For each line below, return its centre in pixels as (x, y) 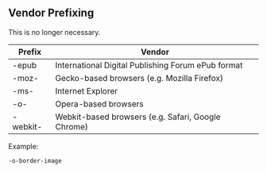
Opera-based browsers (100, 104)
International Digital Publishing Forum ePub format (149, 65)
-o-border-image (35, 161)
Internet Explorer (86, 90)
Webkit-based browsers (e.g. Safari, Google (138, 117)
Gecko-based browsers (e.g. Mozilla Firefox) (139, 78)
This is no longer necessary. (54, 32)
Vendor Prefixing (51, 13)
